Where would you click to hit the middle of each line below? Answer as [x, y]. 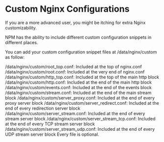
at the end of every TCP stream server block [50, 124]
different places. [22, 42]
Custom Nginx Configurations [67, 9]
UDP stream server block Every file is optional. [52, 134]
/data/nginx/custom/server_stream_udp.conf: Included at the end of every [80, 129]
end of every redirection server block [43, 108]
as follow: [15, 57]
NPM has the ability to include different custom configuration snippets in [78, 37]
